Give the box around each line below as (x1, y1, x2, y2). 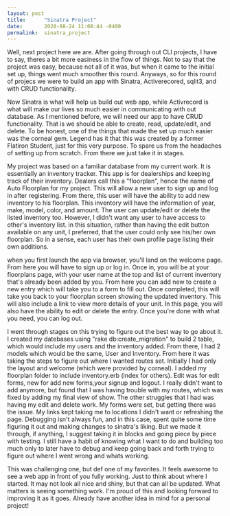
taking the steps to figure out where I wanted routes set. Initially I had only (7, 357, 217, 365)
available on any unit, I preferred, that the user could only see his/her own (7, 228, 216, 236)
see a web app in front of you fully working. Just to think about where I (7, 472, 207, 481)
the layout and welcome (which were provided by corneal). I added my (7, 364, 207, 372)
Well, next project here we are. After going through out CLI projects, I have (7, 48, 218, 56)
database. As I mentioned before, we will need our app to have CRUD (7, 113, 203, 121)
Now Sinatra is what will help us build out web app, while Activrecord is (7, 98, 209, 106)
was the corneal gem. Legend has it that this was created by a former (7, 135, 204, 143)
